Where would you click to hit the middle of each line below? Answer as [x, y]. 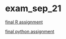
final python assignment [30, 31]
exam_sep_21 [33, 9]
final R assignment [24, 22]
